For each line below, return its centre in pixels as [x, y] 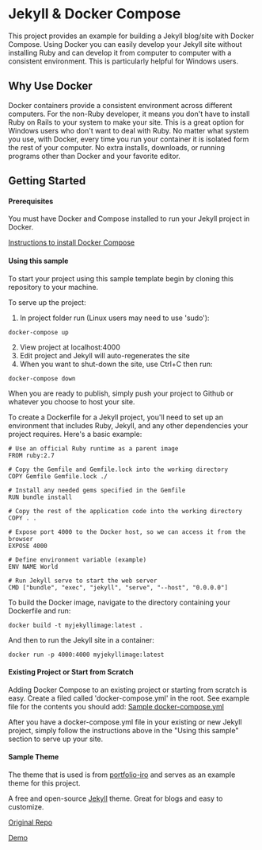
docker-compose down [42, 378]
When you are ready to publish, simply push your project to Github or [121, 393]
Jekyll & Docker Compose [95, 14]
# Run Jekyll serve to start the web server [83, 581]
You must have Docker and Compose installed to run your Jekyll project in [129, 218]
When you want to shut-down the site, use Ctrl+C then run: [116, 364]
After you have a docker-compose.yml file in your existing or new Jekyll [125, 722]
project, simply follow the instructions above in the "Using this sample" [123, 730]
